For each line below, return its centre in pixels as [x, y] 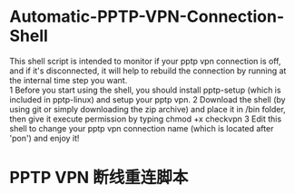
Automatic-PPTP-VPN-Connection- [147, 17]
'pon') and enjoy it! [44, 138]
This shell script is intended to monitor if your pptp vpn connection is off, [145, 61]
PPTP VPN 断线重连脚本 [99, 178]
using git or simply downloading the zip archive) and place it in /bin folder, [147, 109]
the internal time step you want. [69, 80]
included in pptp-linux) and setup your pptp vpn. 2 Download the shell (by [147, 99]
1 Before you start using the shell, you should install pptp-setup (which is [145, 90]
